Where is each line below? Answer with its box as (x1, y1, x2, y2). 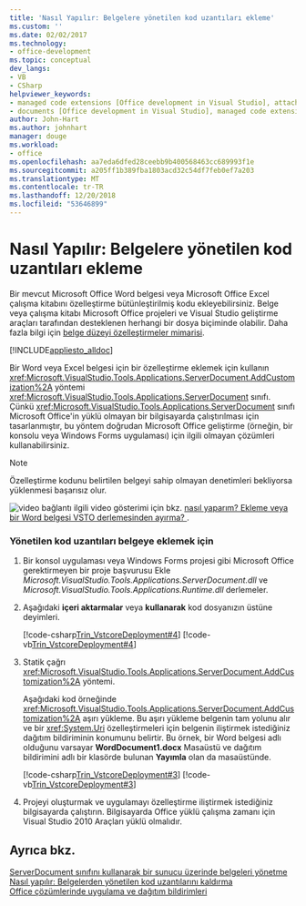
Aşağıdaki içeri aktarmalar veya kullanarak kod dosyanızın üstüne (22, 602, 273, 613)
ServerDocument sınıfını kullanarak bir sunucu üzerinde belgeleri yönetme (9, 866, 288, 877)
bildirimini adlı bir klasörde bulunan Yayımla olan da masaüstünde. (22, 752, 271, 763)
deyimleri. (22, 612, 61, 623)
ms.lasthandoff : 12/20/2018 (9, 191, 117, 200)
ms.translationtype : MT (9, 174, 100, 183)
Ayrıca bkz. (9, 842, 76, 858)
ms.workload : (9, 140, 59, 149)
